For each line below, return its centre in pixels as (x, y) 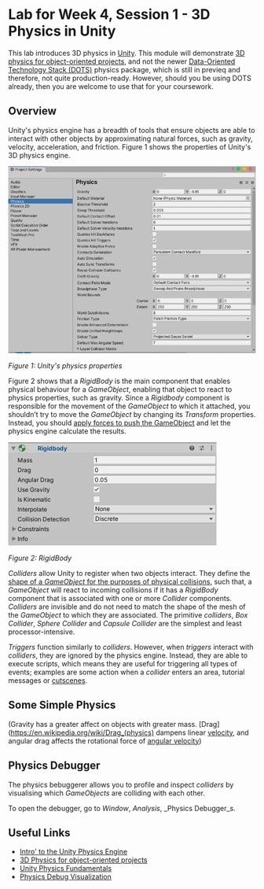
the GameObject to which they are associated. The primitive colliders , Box (128, 614)
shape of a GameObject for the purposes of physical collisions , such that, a (130, 581)
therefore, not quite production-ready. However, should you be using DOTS (130, 78)
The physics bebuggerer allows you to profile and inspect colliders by (121, 784)
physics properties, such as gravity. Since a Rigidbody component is (119, 397)
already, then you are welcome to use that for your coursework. (111, 86)
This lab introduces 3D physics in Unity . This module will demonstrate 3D (126, 53)
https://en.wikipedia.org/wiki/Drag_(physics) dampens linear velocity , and (130, 732)
